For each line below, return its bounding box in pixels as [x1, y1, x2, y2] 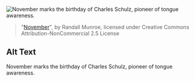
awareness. [6, 69, 35, 76]
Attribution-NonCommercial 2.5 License [20, 30, 120, 37]
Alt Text [6, 47, 36, 57]
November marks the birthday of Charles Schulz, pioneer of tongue [6, 63, 173, 70]
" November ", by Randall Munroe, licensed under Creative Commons [20, 24, 190, 30]
